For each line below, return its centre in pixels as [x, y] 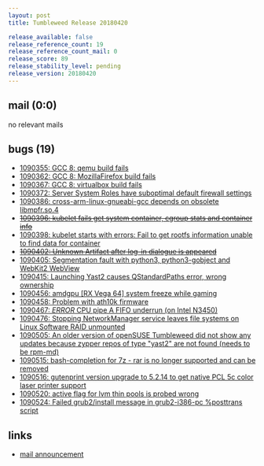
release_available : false [50, 37]
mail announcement [51, 454]
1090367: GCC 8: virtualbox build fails [81, 185]
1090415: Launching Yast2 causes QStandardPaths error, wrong [123, 277]
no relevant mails [36, 124]
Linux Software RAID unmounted [72, 327]
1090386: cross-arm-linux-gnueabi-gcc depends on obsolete [119, 202]
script [29, 411]
